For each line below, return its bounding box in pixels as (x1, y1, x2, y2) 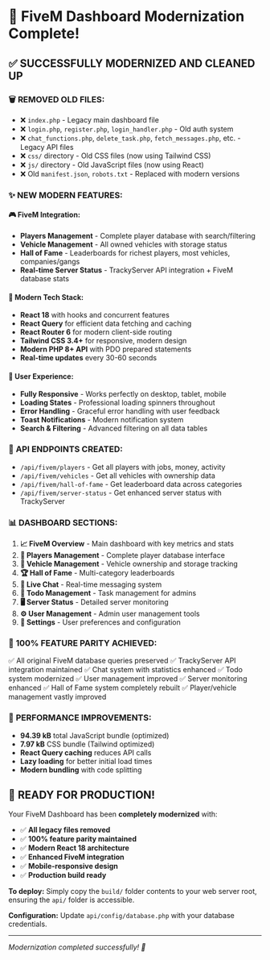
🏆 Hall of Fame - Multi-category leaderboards (19, 568, 175, 577)
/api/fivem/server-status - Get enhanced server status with (19, 488, 223, 497)
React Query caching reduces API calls (19, 747, 152, 757)
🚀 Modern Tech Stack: (8, 292, 84, 301)
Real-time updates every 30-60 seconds (19, 353, 157, 363)
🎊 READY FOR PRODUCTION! (8, 788, 155, 801)
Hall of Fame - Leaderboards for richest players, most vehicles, (19, 248, 231, 257)
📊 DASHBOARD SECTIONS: (8, 517, 118, 528)
